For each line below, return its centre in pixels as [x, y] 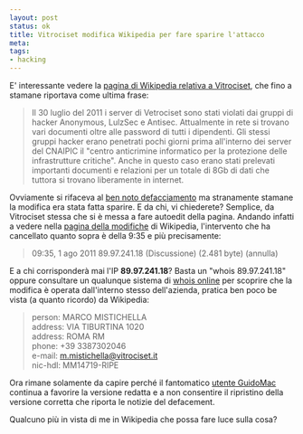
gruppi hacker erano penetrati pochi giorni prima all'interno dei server [161, 142]
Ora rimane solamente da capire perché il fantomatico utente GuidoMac [143, 382]
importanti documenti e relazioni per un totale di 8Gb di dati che [150, 170]
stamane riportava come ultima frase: [79, 95]
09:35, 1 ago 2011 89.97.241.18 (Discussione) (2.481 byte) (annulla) [155, 253]
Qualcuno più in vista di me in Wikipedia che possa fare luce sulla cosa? [143, 420]
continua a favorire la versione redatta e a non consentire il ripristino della [147, 392]
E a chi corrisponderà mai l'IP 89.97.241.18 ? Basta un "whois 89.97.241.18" [148, 271]
